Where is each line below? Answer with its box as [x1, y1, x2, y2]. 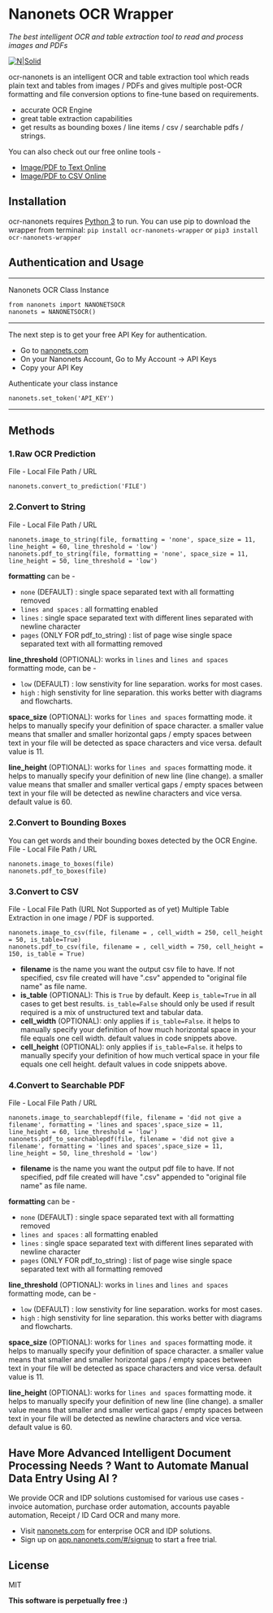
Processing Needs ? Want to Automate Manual [8, 1458, 249, 1472]
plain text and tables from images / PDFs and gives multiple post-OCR [8, 81, 242, 90]
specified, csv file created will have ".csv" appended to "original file [19, 973, 248, 983]
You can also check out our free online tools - [8, 146, 162, 156]
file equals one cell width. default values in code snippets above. [19, 1034, 237, 1044]
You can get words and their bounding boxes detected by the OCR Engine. [8, 835, 258, 845]
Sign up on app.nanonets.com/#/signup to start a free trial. [19, 1535, 218, 1545]
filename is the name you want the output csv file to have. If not [19, 965, 236, 974]
